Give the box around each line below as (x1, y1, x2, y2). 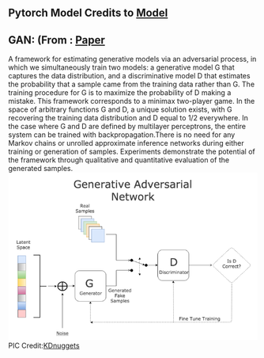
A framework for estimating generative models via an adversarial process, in (8, 55, 257, 64)
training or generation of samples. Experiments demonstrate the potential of (8, 147, 255, 157)
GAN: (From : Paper (8, 33, 105, 47)
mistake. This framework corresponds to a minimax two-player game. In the (8, 97, 255, 106)
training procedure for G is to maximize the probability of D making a (8, 88, 232, 97)
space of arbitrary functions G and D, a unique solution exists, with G (8, 105, 232, 114)
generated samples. (8, 164, 74, 173)
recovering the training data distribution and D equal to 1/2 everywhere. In (8, 113, 249, 123)
